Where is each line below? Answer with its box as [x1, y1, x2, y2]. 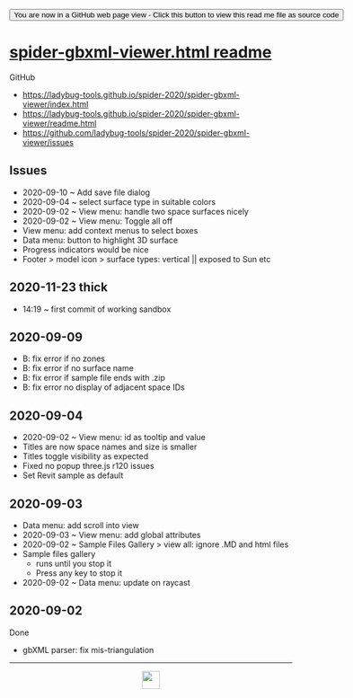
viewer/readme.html [22, 118, 97, 128]
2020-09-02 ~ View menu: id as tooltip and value [22, 432, 207, 443]
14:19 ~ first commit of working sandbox [22, 304, 172, 314]
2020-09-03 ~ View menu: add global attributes [22, 530, 201, 540]
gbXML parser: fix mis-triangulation [22, 644, 154, 655]
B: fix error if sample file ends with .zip [22, 373, 166, 384]
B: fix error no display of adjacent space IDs [22, 382, 186, 393]
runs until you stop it [35, 558, 112, 569]
